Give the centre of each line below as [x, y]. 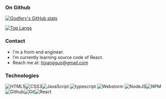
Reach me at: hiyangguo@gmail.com [50, 62]
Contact [15, 41]
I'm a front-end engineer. [38, 52]
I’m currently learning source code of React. [58, 57]
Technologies [22, 75]
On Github [18, 7]
